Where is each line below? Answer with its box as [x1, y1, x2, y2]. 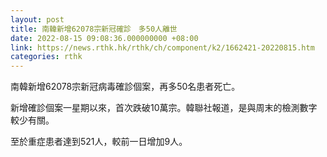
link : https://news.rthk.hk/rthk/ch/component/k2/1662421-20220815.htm [10, 42, 315, 53]
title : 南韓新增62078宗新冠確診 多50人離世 [10, 24, 178, 34]
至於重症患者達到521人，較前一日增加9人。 [10, 136, 188, 148]
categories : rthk [10, 52, 83, 62]
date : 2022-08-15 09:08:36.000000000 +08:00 [10, 33, 199, 43]
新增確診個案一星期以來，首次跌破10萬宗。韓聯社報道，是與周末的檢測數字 [10, 102, 318, 114]
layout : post [10, 14, 65, 25]
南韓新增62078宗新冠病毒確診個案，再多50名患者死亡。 [10, 81, 241, 93]
